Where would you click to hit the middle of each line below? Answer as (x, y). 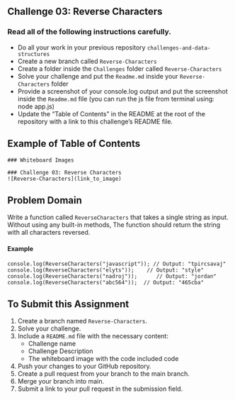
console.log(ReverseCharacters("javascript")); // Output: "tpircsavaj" (117, 264)
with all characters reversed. (49, 233)
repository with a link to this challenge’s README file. (95, 121)
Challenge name (52, 344)
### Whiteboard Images (41, 160)
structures (34, 54)
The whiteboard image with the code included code (103, 359)
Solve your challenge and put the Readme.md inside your (98, 76)
